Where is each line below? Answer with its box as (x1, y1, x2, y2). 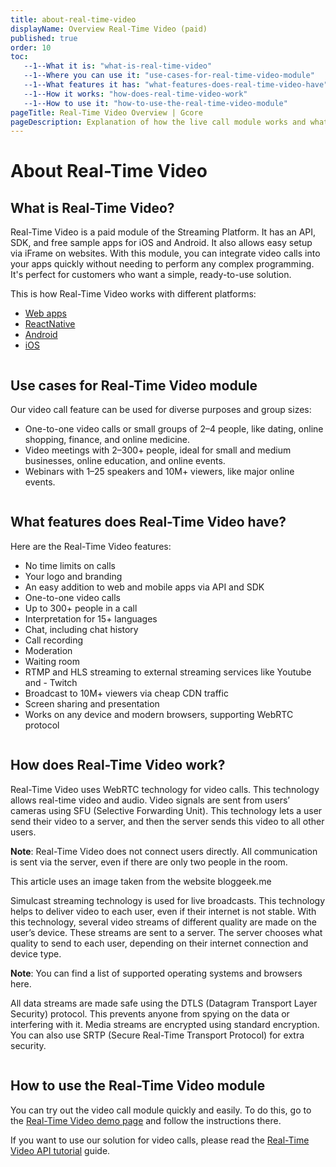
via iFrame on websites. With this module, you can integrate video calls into (10, 247, 321, 260)
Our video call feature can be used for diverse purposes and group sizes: (10, 404, 312, 416)
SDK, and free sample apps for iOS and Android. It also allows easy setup (10, 237, 313, 249)
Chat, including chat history (24, 623, 139, 635)
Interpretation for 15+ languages (24, 612, 158, 625)
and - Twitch (24, 676, 78, 688)
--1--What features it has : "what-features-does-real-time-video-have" (23, 80, 329, 90)
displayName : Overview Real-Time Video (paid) (10, 24, 208, 34)
